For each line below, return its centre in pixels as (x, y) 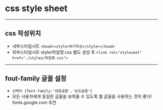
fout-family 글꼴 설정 (36, 79)
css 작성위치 (23, 34)
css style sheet (36, 8)
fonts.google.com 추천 (34, 102)
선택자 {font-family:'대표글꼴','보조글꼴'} (52, 91)
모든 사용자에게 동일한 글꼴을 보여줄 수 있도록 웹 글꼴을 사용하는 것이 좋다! (82, 96)
